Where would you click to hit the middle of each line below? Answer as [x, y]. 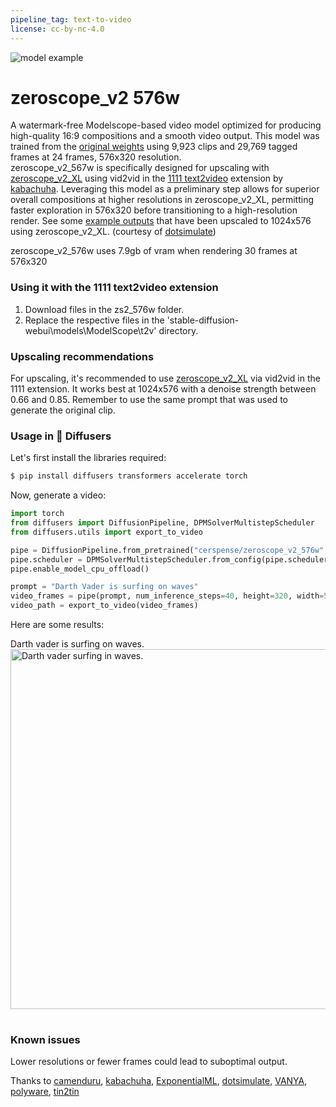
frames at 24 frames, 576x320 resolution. [96, 157]
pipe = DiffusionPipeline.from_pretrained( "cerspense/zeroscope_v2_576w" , [169, 550]
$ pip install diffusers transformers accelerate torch [129, 476]
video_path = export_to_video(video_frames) [104, 606]
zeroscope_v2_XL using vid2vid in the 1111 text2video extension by [147, 178]
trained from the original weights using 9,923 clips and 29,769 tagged [154, 147]
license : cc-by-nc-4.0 [57, 29]
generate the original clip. [63, 410]
